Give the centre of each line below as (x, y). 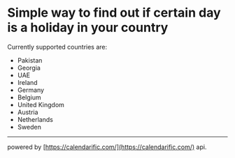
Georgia (29, 68)
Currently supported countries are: (57, 47)
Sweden (29, 127)
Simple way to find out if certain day (114, 13)
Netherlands (35, 119)
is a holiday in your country (88, 27)
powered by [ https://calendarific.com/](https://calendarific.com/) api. (107, 147)
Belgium (29, 97)
